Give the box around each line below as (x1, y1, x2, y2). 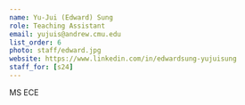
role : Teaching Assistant (9, 21, 105, 30)
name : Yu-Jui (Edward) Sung (9, 12, 114, 22)
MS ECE (9, 86, 39, 98)
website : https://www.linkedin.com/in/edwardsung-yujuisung (9, 54, 238, 63)
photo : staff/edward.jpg (9, 46, 102, 55)
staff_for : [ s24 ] (9, 63, 74, 72)
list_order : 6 (9, 37, 62, 47)
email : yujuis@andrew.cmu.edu (9, 29, 122, 38)
